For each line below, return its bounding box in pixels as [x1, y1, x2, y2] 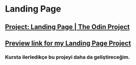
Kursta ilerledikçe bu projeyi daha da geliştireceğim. [5, 53, 130, 60]
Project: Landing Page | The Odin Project [5, 23, 130, 31]
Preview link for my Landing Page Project [5, 39, 131, 47]
